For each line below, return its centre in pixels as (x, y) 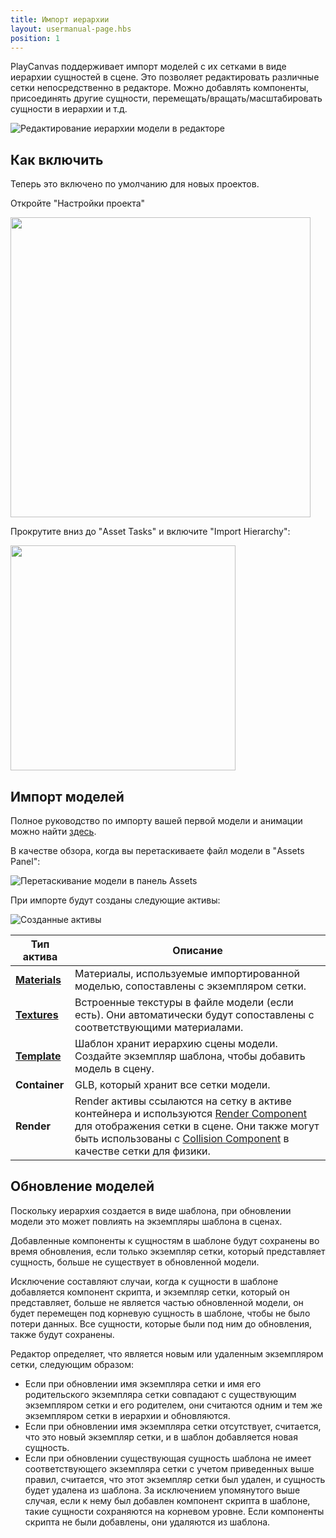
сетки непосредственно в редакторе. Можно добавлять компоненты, (159, 88)
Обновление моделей (82, 1186)
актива (40, 956)
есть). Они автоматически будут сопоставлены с (194, 1014)
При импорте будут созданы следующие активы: (115, 900)
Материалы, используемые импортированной (187, 973)
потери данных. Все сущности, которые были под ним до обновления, (161, 1323)
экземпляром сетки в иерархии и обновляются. (127, 1415)
